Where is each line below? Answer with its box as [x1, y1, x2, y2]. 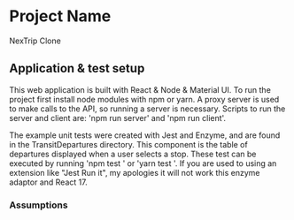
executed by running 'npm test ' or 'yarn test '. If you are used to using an [9, 157, 277, 169]
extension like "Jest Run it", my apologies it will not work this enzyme [9, 167, 260, 178]
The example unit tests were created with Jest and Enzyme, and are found [9, 130, 281, 140]
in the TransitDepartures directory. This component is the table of [9, 139, 248, 149]
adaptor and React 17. [9, 177, 88, 187]
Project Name [9, 6, 112, 27]
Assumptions [9, 199, 68, 211]
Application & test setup [9, 61, 145, 76]
